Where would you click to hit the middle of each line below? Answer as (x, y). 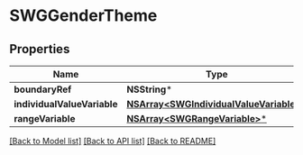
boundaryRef (43, 89)
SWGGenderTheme (83, 16)
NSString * (149, 89)
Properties (40, 49)
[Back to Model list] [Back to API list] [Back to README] (113, 141)
